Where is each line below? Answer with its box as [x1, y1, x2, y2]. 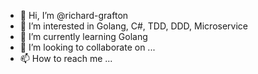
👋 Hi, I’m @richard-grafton [19, 10, 129, 21]
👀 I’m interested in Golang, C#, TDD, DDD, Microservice [19, 20, 248, 32]
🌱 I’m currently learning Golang [19, 31, 148, 42]
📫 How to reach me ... [19, 53, 113, 64]
